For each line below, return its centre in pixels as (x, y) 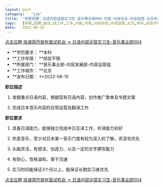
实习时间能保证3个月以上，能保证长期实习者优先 (60, 170)
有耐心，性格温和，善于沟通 (40, 159)
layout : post (18, 9)
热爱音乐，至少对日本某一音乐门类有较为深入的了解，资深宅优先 (76, 138)
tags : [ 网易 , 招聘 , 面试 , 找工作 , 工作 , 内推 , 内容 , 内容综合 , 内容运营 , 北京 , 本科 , (76, 23)
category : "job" (24, 14)
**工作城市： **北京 (32, 70)
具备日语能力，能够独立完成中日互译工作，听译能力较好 (67, 128)
